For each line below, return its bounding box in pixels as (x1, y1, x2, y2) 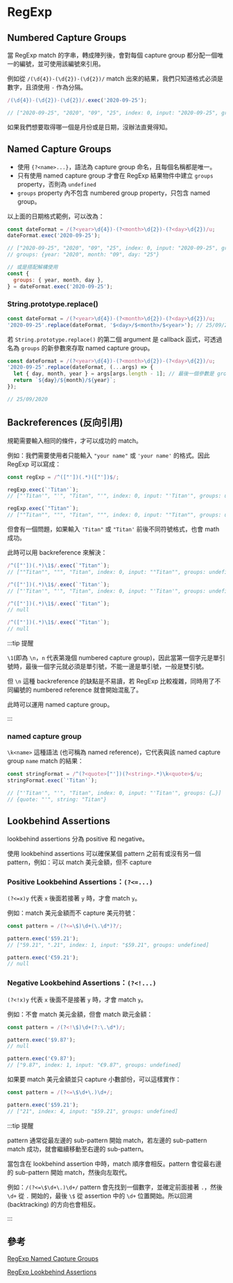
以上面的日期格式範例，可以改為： (7, 212, 105, 220)
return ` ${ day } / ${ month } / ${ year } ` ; (13, 377, 116, 384)
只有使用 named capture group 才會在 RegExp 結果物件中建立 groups (17, 171, 214, 180)
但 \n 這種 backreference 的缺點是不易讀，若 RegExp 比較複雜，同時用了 (7, 677, 215, 686)
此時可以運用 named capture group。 (7, 701, 114, 709)
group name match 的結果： (7, 757, 85, 765)
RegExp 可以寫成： (7, 460, 62, 468)
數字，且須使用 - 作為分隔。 (7, 83, 87, 91)
